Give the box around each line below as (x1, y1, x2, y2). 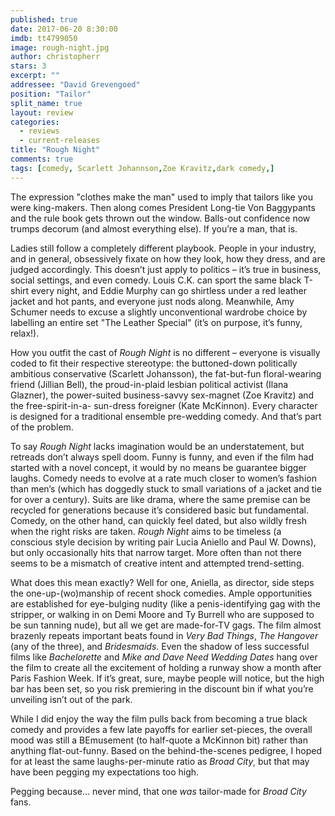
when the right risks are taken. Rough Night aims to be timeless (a (10, 525, 282, 537)
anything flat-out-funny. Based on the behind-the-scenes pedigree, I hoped (10, 744, 323, 756)
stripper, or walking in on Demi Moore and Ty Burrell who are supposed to (10, 608, 315, 620)
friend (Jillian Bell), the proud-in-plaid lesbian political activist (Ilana (10, 378, 289, 390)
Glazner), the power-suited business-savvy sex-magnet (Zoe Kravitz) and (10, 389, 315, 401)
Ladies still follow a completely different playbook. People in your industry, (10, 242, 317, 254)
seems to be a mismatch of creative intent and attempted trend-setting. (10, 557, 305, 569)
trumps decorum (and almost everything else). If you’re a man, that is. (10, 222, 298, 235)
